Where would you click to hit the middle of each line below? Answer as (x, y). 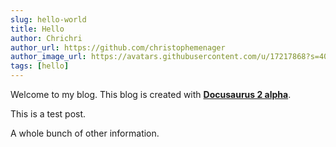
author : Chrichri (46, 38)
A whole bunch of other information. (85, 133)
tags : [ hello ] (40, 66)
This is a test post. (48, 114)
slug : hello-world (48, 19)
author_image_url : (48, 57)
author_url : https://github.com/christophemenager (118, 47)
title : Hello (37, 29)
